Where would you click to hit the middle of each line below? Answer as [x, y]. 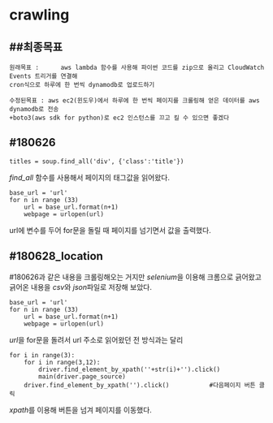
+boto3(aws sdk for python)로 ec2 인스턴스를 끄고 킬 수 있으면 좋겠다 [119, 118]
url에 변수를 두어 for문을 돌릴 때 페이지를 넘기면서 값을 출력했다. [110, 230]
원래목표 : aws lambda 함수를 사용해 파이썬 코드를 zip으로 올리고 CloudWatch [137, 67]
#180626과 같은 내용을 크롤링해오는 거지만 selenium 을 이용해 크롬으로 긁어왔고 [136, 277]
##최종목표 [36, 47]
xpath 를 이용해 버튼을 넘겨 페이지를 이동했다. [81, 410]
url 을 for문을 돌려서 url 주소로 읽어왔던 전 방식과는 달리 [96, 339]
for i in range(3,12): [62, 362]
